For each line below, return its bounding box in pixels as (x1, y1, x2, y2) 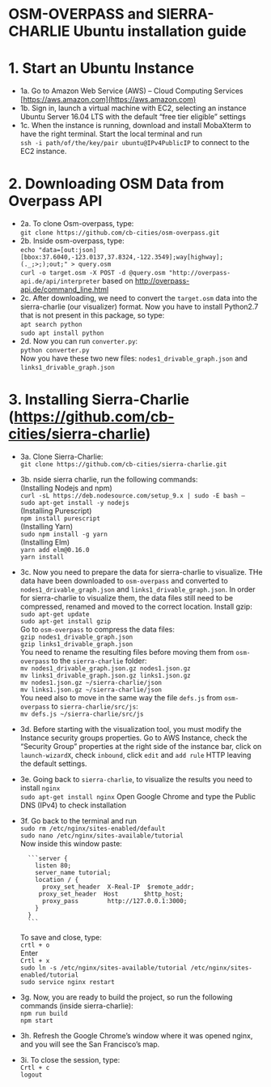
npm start (19, 1016, 54, 1025)
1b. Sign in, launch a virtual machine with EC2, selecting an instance (19, 103, 247, 113)
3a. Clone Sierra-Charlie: (19, 451, 104, 461)
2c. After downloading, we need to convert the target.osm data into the (19, 293, 257, 303)
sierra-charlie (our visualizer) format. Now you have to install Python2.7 (19, 302, 259, 312)
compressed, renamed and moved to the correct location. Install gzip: (19, 601, 252, 611)
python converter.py (19, 346, 90, 355)
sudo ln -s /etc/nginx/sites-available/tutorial (19, 964, 188, 972)
